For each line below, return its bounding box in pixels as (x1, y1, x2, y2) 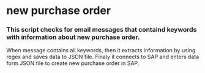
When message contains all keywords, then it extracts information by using (6, 47, 196, 54)
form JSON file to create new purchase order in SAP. (6, 60, 140, 67)
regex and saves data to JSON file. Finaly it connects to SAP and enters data (6, 53, 199, 61)
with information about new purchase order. (6, 33, 140, 41)
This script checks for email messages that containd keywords (6, 26, 197, 34)
